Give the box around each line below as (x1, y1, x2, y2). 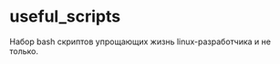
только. (9, 45, 39, 56)
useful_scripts (9, 6, 121, 27)
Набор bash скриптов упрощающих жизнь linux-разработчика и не (9, 36, 272, 47)
